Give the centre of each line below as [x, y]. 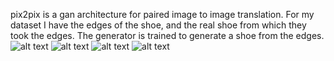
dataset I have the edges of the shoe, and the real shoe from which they [158, 25]
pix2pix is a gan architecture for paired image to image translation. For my [162, 14]
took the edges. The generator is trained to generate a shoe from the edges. [167, 35]
